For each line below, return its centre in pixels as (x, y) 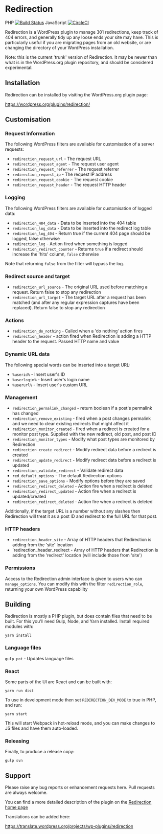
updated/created (29, 496)
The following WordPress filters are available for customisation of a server (80, 144)
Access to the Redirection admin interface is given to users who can (74, 579)
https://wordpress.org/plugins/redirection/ (48, 104)
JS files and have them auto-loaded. (42, 728)
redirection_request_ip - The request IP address (62, 174)
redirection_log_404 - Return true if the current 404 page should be (81, 233)
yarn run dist (20, 691)
